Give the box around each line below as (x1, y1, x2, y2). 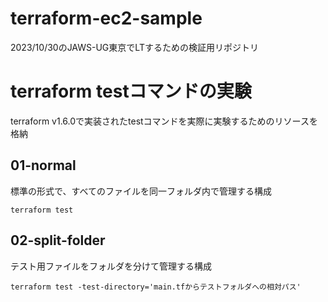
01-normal (10, 157, 77, 174)
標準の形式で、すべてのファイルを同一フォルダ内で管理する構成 (10, 185, 272, 197)
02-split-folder (10, 232, 106, 249)
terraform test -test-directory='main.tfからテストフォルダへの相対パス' (10, 282, 302, 292)
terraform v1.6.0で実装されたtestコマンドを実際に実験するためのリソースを (10, 115, 318, 127)
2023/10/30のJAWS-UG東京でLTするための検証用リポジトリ (10, 41, 259, 53)
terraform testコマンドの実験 (10, 80, 252, 103)
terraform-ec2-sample (10, 7, 203, 30)
